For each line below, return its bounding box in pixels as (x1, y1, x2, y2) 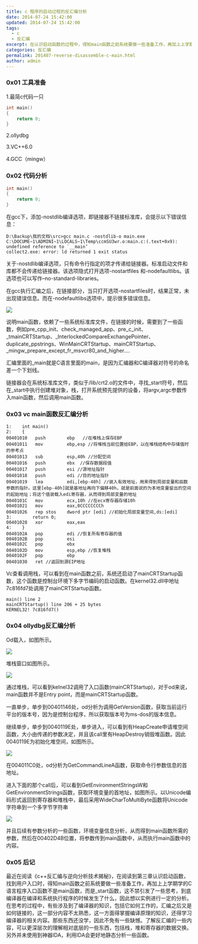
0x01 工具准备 (6, 78, 46, 87)
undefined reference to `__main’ (6, 244, 88, 250)
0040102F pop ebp (6, 552, 75, 559)
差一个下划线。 (6, 367, 42, 374)
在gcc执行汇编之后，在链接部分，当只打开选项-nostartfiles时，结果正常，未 (6, 287, 190, 295)
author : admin (6, 58, 41, 64)
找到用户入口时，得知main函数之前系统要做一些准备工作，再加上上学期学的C (6, 880, 193, 887)
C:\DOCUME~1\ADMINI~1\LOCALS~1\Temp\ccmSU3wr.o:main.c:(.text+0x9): (6, 239, 178, 245)
